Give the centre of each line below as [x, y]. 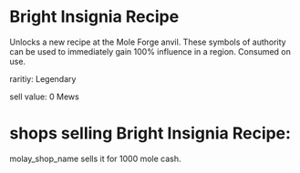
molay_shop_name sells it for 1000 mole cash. [95, 158]
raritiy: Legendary [43, 78]
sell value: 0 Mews [44, 97]
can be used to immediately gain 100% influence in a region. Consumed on [150, 51]
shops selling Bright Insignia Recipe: [150, 133]
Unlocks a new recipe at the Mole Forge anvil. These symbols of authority [148, 42]
